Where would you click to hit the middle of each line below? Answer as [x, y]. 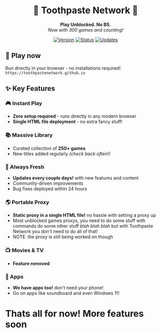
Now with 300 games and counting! [86, 30]
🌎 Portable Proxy [27, 202]
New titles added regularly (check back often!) [61, 154]
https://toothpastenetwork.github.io [45, 73]
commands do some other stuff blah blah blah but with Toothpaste [83, 226]
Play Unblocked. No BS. [86, 24]
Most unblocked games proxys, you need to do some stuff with [79, 220]
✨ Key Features [30, 89]
